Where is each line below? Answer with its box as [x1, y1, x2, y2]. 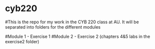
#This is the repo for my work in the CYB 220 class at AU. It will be [5, 19, 139, 25]
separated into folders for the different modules [5, 24, 101, 30]
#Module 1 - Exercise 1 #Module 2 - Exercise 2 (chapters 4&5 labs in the [5, 33, 151, 39]
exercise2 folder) [5, 38, 40, 44]
